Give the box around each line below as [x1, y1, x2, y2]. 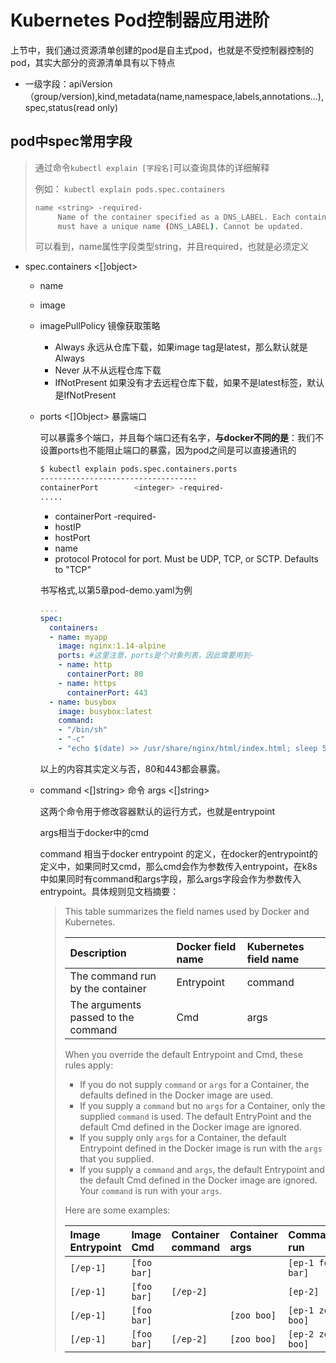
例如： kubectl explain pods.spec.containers [34, 182, 226, 195]
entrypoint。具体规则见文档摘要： [39, 885, 180, 897]
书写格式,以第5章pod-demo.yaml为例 [39, 584, 193, 596]
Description [69, 946, 127, 960]
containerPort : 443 [66, 687, 148, 698]
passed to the [69, 1010, 135, 1024]
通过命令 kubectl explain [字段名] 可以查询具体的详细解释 [34, 161, 270, 173]
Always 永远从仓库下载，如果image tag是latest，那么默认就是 [54, 341, 308, 353]
